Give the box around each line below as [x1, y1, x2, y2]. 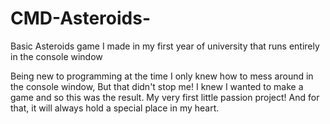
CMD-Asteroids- [10, 7, 152, 30]
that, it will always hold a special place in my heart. [10, 102, 220, 114]
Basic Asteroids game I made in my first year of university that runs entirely [10, 40, 320, 52]
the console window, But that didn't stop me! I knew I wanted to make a [10, 80, 304, 92]
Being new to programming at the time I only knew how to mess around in [10, 70, 314, 82]
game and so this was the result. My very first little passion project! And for [10, 91, 320, 103]
